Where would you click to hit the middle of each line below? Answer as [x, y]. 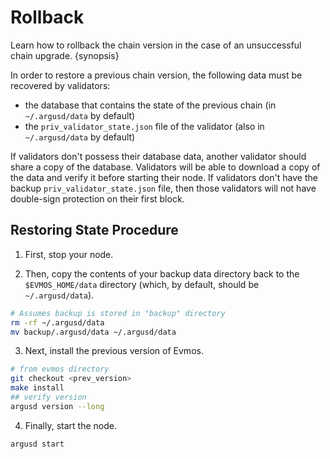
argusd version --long [57, 406]
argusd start [37, 444]
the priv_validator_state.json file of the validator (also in [144, 126]
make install [37, 388]
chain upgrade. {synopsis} [65, 55]
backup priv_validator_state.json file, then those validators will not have [163, 188]
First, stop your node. [69, 254]
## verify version [48, 397]
